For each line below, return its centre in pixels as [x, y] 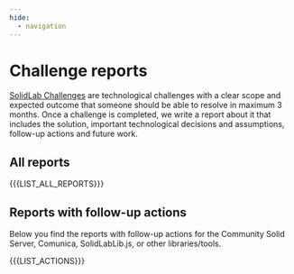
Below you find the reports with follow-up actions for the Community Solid [147, 234]
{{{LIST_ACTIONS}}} [47, 261]
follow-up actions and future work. [73, 134]
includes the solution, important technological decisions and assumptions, [147, 124]
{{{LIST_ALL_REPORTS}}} [57, 184]
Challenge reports [78, 71]
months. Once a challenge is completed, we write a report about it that [140, 114]
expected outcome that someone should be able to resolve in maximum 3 [146, 105]
